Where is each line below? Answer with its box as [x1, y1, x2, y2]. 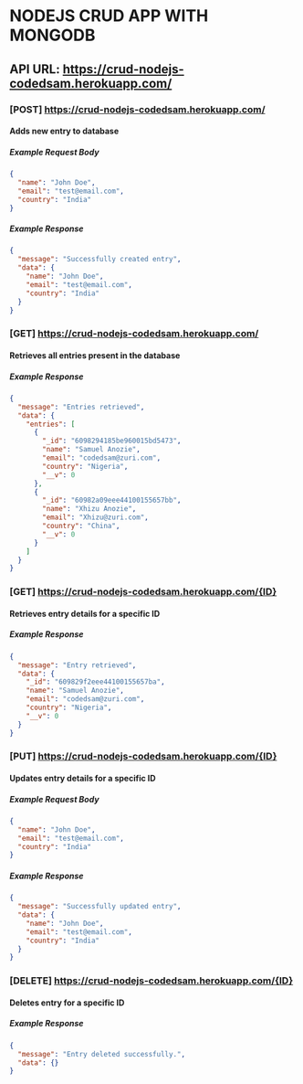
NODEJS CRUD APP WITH [9, 5, 209, 27]
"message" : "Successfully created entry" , [17, 255, 182, 264]
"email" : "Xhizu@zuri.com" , [42, 513, 149, 522]
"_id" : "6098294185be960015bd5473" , [42, 436, 182, 446]
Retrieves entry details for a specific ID [9, 608, 161, 619]
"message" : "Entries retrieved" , [17, 402, 145, 411]
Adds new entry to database [9, 125, 120, 137]
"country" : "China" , [42, 522, 120, 531]
